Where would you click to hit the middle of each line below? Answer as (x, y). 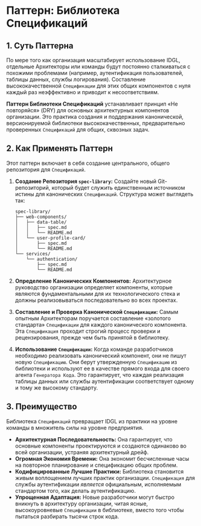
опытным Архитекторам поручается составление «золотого (93, 318)
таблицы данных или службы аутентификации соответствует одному (104, 381)
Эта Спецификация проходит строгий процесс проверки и (88, 331)
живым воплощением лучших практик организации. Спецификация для (105, 478)
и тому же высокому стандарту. (56, 388)
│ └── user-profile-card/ (50, 238)
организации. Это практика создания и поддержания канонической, (95, 117)
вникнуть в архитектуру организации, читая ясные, (81, 503)
